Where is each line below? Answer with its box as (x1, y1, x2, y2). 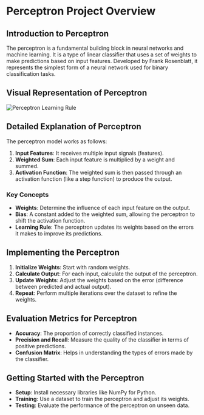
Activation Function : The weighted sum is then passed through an (15, 169, 182, 176)
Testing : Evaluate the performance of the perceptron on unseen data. (15, 402, 190, 409)
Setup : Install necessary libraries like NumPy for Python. (15, 389, 157, 396)
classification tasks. (6, 70, 56, 77)
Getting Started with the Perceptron (6, 373, 144, 383)
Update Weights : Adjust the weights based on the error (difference (15, 276, 183, 283)
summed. (15, 162, 39, 169)
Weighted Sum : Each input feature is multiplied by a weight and (15, 156, 175, 163)
